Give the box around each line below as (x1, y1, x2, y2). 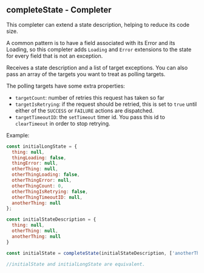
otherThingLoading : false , (12, 171, 80, 178)
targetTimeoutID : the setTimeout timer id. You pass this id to (15, 113, 165, 120)
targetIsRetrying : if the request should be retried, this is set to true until (15, 100, 197, 108)
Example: (6, 131, 30, 139)
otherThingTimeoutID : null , (12, 194, 83, 200)
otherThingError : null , (12, 178, 72, 184)
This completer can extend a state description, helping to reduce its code (6, 21, 190, 28)
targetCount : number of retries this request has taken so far (15, 94, 165, 101)
